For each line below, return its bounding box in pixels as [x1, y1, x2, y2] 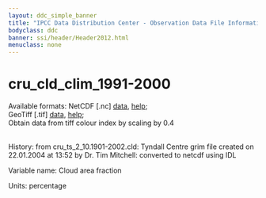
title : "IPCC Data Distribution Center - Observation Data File [8, 19, 225, 27]
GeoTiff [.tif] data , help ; [8, 110, 85, 120]
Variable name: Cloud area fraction [8, 166, 122, 175]
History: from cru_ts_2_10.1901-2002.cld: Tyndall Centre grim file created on [8, 142, 255, 151]
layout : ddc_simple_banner [8, 11, 97, 20]
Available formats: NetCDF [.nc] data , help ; [8, 101, 148, 111]
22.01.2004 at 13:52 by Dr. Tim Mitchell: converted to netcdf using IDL [8, 150, 237, 160]
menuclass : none [8, 41, 62, 49]
